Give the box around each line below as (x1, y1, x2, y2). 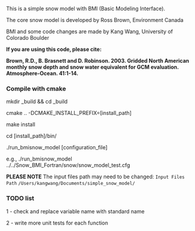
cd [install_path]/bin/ (6, 133, 57, 140)
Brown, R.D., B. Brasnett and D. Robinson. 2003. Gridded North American (6, 57, 190, 64)
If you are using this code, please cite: (6, 46, 102, 53)
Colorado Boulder (6, 34, 49, 41)
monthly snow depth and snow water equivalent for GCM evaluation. (6, 63, 179, 70)
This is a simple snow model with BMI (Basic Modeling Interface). (6, 5, 166, 12)
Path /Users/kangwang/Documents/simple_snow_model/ (6, 181, 135, 187)
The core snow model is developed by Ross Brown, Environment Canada (6, 17, 184, 23)
